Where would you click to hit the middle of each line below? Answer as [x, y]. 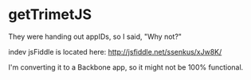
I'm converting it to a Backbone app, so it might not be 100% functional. [126, 67]
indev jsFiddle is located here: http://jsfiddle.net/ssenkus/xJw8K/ [115, 51]
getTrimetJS [50, 15]
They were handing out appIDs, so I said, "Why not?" [95, 36]
